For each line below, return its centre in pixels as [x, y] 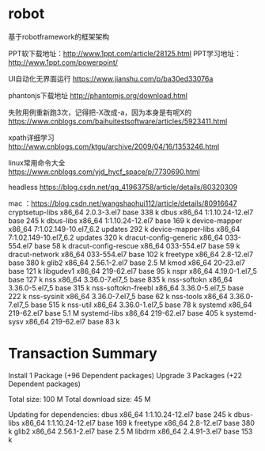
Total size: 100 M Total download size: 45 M [79, 399]
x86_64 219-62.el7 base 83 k [72, 321]
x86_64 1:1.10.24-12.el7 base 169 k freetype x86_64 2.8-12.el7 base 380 [138, 423]
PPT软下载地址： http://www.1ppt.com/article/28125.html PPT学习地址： [125, 53]
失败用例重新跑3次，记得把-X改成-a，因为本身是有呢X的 [100, 112]
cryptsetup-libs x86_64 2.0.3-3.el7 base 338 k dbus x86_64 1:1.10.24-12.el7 [131, 212]
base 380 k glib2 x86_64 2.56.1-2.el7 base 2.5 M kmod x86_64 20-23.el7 [127, 263]
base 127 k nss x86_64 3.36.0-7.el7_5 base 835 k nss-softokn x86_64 [121, 279]
